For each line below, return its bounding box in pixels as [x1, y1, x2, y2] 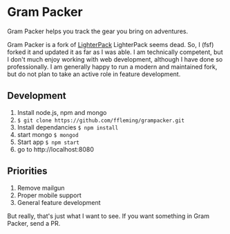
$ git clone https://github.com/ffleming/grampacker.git [17, 117, 185, 124]
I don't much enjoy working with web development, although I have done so [7, 55, 223, 63]
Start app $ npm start [17, 138, 79, 146]
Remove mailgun [17, 183, 65, 192]
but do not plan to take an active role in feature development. [7, 70, 181, 78]
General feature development [17, 198, 102, 206]
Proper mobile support [17, 191, 82, 199]
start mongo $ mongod [17, 130, 79, 138]
